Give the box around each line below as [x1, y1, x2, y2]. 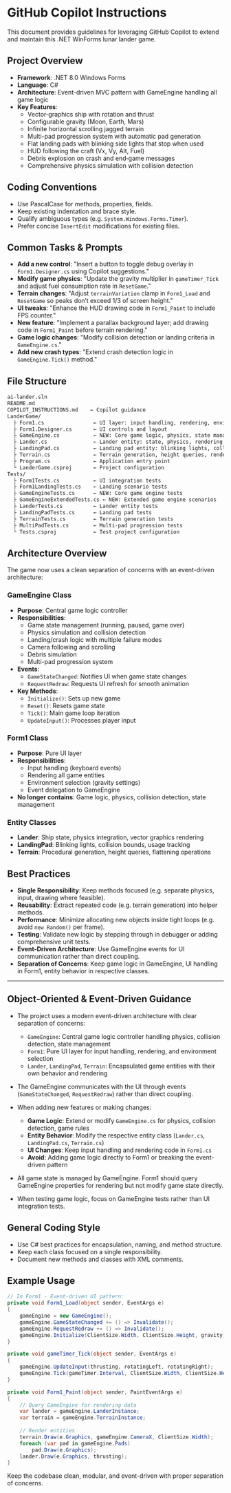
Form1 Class [7, 733, 49, 743]
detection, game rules [27, 1124, 89, 1132]
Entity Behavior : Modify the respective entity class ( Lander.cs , [27, 1131, 206, 1140]
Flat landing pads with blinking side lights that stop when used [27, 139, 204, 148]
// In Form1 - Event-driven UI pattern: [7, 1293, 125, 1300]
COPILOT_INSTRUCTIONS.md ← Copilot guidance [7, 406, 146, 413]
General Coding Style [7, 1222, 101, 1233]
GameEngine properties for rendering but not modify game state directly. [16, 1181, 224, 1189]
